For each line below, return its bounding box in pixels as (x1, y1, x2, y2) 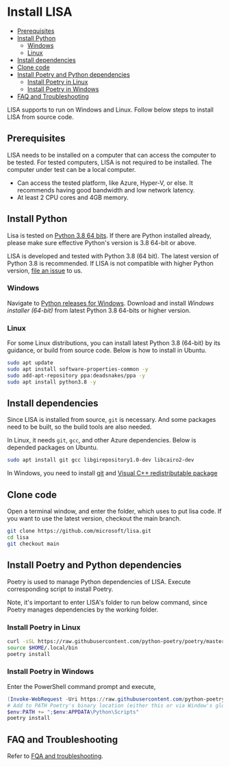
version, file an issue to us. (7, 266, 83, 275)
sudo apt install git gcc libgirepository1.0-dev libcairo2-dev (7, 457, 194, 464)
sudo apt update (7, 360, 53, 366)
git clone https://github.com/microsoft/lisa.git (7, 528, 152, 535)
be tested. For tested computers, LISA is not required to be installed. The (7, 158, 212, 166)
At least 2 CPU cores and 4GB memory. (16, 193, 129, 201)
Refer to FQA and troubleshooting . (7, 752, 104, 760)
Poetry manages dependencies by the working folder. (7, 605, 159, 614)
